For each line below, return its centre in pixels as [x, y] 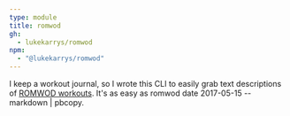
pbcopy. [69, 102]
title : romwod [35, 26]
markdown [29, 102]
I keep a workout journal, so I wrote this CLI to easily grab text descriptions [145, 84]
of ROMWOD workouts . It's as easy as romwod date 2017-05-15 [126, 93]
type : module [33, 17]
